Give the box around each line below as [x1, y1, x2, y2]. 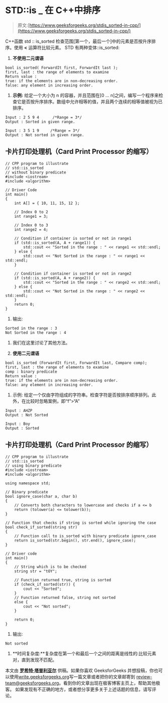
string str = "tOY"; [14, 569, 57, 574]
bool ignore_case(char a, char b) [5, 494, 78, 499]
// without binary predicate [5, 169, 66, 175]
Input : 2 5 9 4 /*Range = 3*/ [5, 115, 82, 120]
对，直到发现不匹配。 [12, 657, 57, 663]
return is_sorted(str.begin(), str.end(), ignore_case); [14, 538, 136, 543]
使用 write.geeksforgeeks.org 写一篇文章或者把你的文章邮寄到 [9, 673, 136, 679]
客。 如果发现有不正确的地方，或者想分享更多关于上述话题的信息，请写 [5, 686, 152, 692]
